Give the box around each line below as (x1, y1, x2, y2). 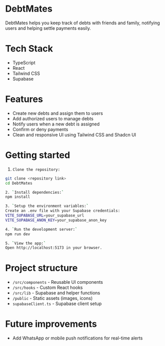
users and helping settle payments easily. (5, 25, 92, 31)
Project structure (5, 263, 78, 274)
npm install (5, 194, 30, 200)
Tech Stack (5, 43, 53, 55)
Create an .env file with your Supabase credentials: (5, 208, 121, 213)
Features (5, 94, 43, 105)
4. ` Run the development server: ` (5, 227, 78, 232)
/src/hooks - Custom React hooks (12, 284, 83, 291)
